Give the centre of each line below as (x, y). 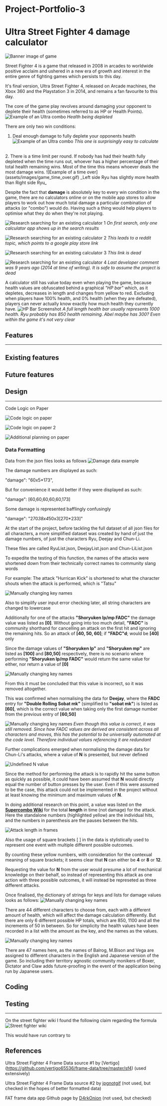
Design (16, 392)
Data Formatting (25, 450)
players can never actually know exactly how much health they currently (79, 304)
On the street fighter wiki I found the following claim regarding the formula (81, 1021)
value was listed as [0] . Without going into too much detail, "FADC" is (77, 623)
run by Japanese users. (29, 971)
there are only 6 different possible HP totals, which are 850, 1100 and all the (83, 920)
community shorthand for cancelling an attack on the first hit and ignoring (81, 628)
